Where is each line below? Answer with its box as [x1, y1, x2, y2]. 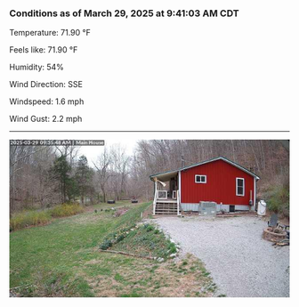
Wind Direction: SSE [9, 79, 83, 90]
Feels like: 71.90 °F [9, 44, 78, 55]
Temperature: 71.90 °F [9, 28, 91, 38]
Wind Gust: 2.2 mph [9, 114, 83, 125]
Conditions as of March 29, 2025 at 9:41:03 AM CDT [9, 7, 239, 20]
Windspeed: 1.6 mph [9, 96, 85, 107]
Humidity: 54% [9, 61, 65, 73]
